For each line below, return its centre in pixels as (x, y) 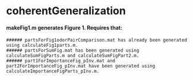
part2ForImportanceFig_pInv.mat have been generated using (81, 66)
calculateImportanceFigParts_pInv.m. (53, 71)
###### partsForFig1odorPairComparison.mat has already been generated (96, 40)
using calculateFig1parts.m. (42, 46)
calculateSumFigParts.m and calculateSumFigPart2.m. (73, 56)
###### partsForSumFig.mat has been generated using (73, 51)
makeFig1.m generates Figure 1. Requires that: (64, 27)
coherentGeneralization (66, 11)
